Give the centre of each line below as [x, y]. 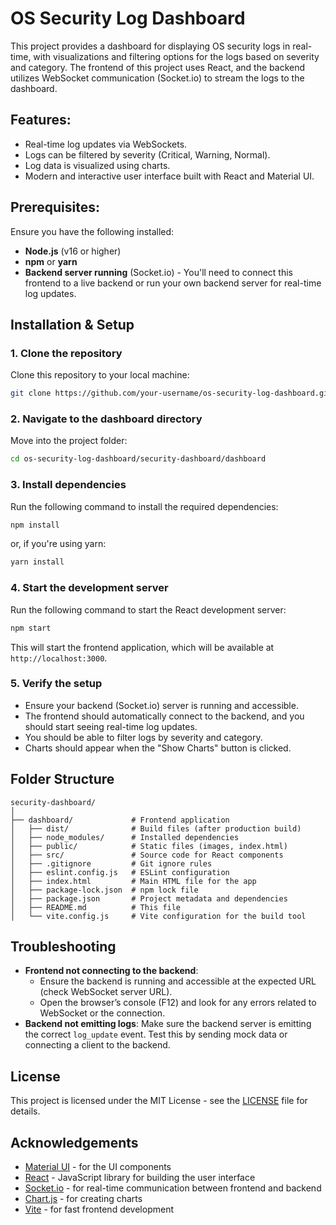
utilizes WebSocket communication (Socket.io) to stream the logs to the [157, 78]
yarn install [37, 562]
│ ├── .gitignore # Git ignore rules [111, 863]
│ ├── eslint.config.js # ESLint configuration [120, 872]
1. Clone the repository [66, 353]
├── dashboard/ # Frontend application [120, 820]
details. [25, 1111]
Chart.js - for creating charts [83, 1199]
